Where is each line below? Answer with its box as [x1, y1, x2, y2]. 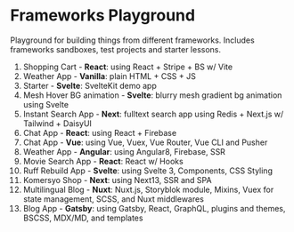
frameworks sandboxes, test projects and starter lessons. [10, 44, 222, 54]
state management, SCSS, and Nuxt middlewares [22, 193, 204, 204]
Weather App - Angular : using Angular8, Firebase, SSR [22, 146, 226, 156]
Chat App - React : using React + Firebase [22, 127, 177, 138]
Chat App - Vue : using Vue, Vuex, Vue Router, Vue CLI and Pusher [22, 137, 268, 148]
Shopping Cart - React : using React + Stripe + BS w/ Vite [22, 61, 233, 72]
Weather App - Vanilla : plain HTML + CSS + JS [22, 70, 197, 81]
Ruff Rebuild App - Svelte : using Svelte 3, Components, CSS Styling [22, 165, 273, 176]
